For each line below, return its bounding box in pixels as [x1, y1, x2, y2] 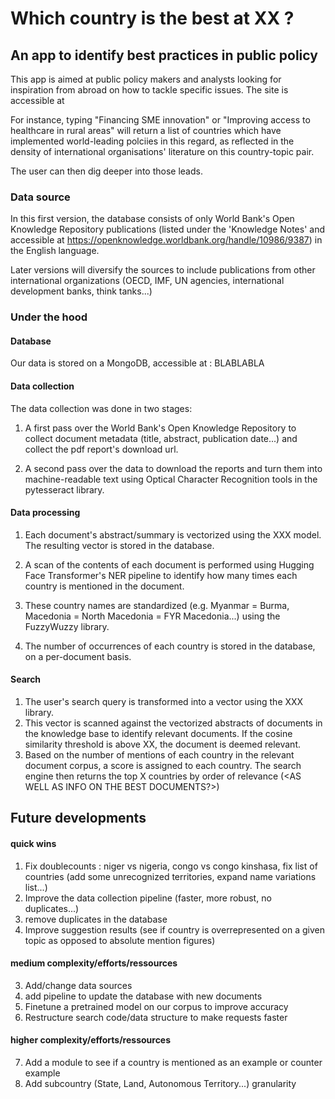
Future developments [10, 810, 147, 827]
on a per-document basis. [24, 650, 132, 662]
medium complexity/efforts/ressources [10, 957, 178, 969]
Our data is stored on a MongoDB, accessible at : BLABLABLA [10, 357, 265, 369]
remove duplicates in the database [24, 913, 168, 925]
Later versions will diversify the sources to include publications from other [10, 264, 316, 276]
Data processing [10, 507, 81, 519]
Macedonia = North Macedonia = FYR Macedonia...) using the [24, 610, 281, 622]
